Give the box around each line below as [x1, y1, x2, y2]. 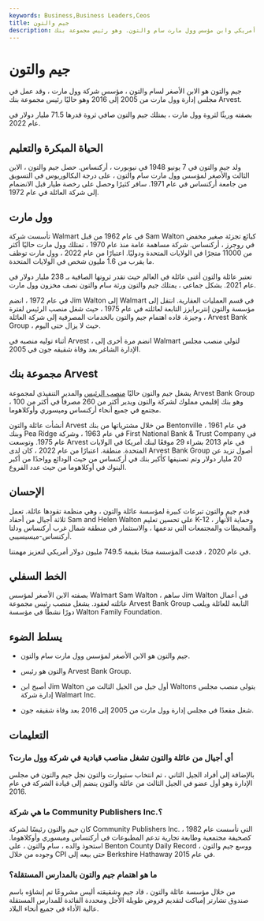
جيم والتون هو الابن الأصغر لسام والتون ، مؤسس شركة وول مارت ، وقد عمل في [9, 86, 243, 96]
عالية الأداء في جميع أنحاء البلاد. [9, 904, 99, 913]
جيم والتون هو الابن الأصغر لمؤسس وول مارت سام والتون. [20, 651, 191, 660]
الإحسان [9, 485, 45, 498]
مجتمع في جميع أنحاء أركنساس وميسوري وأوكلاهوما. [9, 404, 162, 415]
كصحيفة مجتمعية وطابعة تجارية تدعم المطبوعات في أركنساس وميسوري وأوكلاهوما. [9, 833, 251, 842]
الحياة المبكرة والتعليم [9, 141, 103, 155]
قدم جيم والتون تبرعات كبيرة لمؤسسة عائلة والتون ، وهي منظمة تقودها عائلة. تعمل [9, 506, 251, 516]
